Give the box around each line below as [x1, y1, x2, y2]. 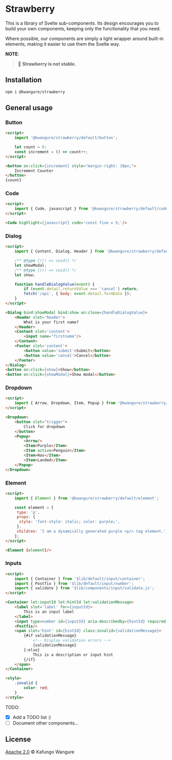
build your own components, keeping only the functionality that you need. [5, 25, 161, 31]
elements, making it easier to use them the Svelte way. [5, 41, 120, 47]
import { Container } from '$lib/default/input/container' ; [14, 576, 145, 581]
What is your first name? [24, 319, 79, 325]
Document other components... [12, 719, 79, 726]
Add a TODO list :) [12, 714, 51, 720]
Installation [5, 75, 42, 85]
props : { [16, 514, 36, 520]
